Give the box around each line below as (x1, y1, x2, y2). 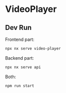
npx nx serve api (5, 65, 41, 70)
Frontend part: (5, 36, 35, 42)
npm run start (5, 83, 35, 88)
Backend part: (5, 55, 34, 61)
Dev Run (5, 23, 32, 32)
